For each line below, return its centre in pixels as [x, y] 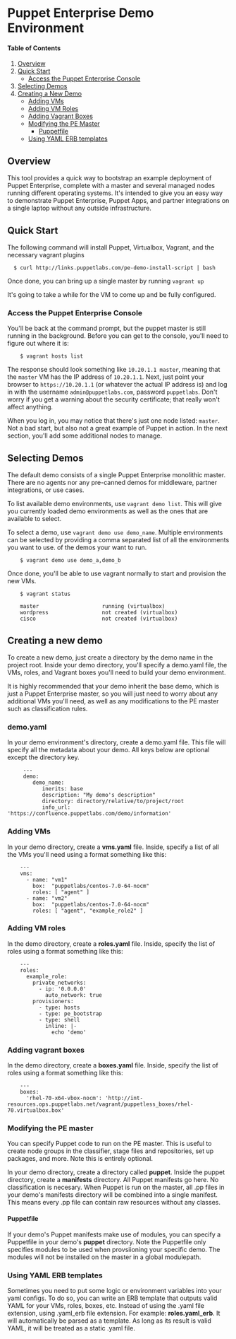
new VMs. [22, 581]
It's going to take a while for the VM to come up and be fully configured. [112, 295]
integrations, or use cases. [46, 490]
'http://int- [124, 1098]
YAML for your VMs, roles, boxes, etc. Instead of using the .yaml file [106, 1305]
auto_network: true [73, 995]
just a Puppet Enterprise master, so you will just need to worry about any [113, 694]
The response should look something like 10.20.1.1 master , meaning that [114, 370]
